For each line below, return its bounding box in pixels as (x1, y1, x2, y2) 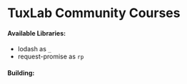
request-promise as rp (17, 52, 84, 61)
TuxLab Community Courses (7, 5, 181, 21)
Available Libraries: (7, 28, 66, 37)
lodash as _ (17, 45, 51, 53)
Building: (7, 68, 35, 77)
